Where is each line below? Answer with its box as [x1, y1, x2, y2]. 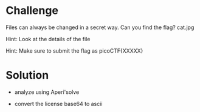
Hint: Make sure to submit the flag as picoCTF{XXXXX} [5, 47, 143, 54]
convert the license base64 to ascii [14, 100, 103, 107]
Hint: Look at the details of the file [5, 35, 91, 42]
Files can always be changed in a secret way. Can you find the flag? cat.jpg [5, 24, 195, 31]
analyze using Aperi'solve [14, 88, 80, 96]
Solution [5, 68, 49, 82]
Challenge [5, 4, 59, 18]
